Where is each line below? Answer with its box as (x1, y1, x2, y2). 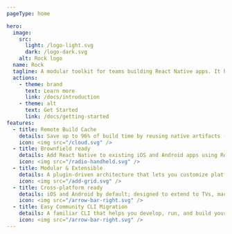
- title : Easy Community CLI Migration (12, 203, 128, 210)
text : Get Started (24, 107, 78, 114)
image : (12, 29, 32, 36)
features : (6, 119, 35, 126)
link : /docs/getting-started (24, 113, 109, 120)
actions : (12, 74, 38, 81)
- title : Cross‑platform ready (12, 184, 103, 191)
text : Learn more (24, 87, 75, 94)
